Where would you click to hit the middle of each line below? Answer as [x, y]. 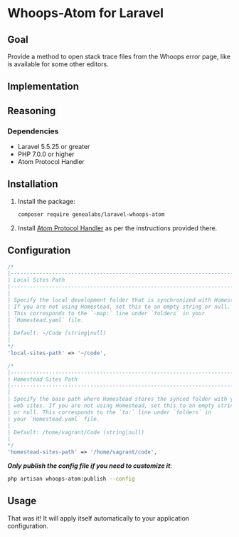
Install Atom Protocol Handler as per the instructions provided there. [117, 228]
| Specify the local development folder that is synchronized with [110, 300]
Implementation [43, 87]
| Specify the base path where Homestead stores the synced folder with [117, 399]
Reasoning [32, 111]
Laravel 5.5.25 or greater [54, 147]
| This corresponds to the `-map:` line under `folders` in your [106, 313]
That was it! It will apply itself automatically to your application [99, 518]
